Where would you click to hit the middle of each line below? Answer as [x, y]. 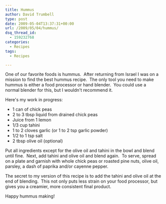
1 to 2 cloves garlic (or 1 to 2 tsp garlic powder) [60, 131]
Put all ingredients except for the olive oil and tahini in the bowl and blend [80, 151]
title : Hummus [20, 10]
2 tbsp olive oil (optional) [38, 141]
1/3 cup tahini [26, 125]
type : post [16, 19]
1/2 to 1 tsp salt [28, 136]
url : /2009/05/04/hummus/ [32, 28]
